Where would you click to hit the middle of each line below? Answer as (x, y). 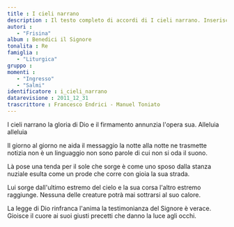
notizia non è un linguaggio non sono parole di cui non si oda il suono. (107, 153)
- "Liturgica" (37, 59)
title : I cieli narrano (43, 14)
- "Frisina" (34, 33)
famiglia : (23, 53)
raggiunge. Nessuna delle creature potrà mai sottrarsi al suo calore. (104, 195)
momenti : (22, 72)
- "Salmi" (31, 85)
